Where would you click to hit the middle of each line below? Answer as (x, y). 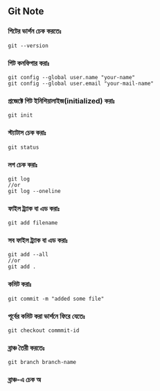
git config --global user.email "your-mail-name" (81, 83)
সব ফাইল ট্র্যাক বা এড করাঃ (38, 240)
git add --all (28, 255)
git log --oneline (34, 191)
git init (20, 115)
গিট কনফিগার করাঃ (29, 63)
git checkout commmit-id (44, 331)
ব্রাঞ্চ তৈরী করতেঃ (26, 348)
